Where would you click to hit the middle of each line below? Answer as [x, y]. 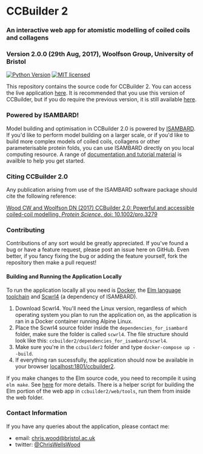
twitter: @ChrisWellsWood [48, 444]
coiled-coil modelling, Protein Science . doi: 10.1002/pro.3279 [82, 214]
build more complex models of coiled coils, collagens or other [83, 141]
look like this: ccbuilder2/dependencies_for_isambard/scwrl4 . [91, 340]
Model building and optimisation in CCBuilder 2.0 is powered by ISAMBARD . [101, 128]
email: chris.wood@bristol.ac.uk [55, 438]
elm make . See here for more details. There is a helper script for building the [100, 384]
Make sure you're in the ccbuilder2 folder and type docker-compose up [102, 347]
